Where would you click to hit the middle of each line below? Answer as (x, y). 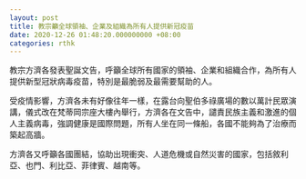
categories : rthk (42, 43)
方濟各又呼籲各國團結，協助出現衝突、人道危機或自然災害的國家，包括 (141, 154)
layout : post (34, 18)
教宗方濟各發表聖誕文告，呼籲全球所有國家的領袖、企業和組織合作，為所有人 (153, 70)
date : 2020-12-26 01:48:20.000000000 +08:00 (95, 35)
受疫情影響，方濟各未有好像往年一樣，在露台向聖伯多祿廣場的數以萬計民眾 (149, 101)
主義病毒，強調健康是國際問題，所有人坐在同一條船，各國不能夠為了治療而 (157, 124)
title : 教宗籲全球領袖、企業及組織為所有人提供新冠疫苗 (102, 26)
